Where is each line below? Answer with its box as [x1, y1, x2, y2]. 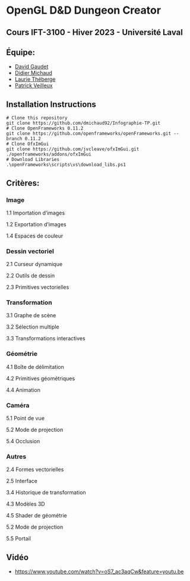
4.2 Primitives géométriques [6, 375, 75, 382]
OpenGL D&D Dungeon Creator [6, 4, 161, 17]
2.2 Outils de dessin [6, 272, 55, 279]
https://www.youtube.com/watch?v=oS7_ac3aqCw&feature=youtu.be [14, 568, 184, 575]
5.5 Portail [6, 535, 31, 542]
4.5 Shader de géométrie [6, 512, 67, 519]
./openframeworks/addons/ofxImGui [6, 151, 92, 157]
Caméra [6, 401, 30, 409]
